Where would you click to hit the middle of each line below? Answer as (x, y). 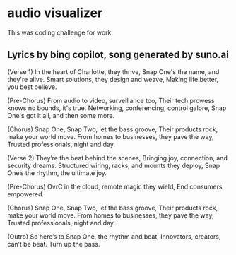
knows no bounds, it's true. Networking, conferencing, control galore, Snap (117, 108)
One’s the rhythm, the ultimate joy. (57, 173)
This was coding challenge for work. (60, 32)
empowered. (26, 194)
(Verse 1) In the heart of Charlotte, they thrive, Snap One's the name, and (113, 71)
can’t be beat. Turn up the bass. (54, 244)
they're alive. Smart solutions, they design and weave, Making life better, (113, 79)
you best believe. (33, 87)
